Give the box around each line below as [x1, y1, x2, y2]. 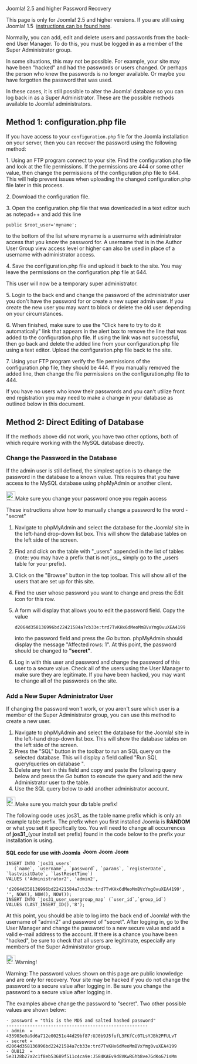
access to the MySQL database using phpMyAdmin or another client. [6, 479, 172, 487]
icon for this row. [14, 595, 56, 602]
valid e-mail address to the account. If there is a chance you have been [6, 931, 178, 938]
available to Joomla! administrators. [6, 100, 92, 107]
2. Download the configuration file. [6, 193, 90, 200]
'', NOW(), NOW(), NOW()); [6, 891, 72, 897]
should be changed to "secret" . [14, 647, 92, 654]
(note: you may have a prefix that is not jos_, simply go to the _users [14, 554, 179, 561]
